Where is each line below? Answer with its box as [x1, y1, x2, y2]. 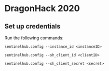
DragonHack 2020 [4, 3, 80, 14]
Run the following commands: [4, 35, 64, 41]
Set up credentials [4, 22, 61, 30]
